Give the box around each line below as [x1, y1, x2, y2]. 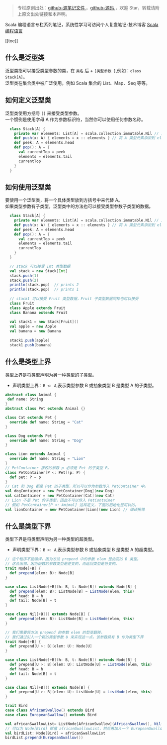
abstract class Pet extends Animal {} [5, 406, 85, 411]
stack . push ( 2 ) [9, 278, 39, 283]
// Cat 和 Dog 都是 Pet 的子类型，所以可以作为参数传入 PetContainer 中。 [5, 484, 148, 489]
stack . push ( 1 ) [9, 273, 39, 278]
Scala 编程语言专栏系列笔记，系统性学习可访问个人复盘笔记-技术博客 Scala [5, 22, 159, 27]
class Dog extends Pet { [5, 433, 57, 438]
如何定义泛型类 [5, 96, 51, 105]
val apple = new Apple [9, 324, 57, 329]
